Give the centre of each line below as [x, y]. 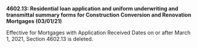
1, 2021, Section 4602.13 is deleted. [50, 39]
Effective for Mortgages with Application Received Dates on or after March [98, 33]
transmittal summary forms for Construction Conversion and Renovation [99, 15]
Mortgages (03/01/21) [34, 21]
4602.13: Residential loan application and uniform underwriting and [92, 9]
